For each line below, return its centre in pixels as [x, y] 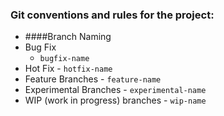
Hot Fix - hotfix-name [68, 69]
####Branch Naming [68, 37]
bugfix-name [64, 59]
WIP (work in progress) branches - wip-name [115, 100]
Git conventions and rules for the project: [112, 15]
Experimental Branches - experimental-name [115, 90]
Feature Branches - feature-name [93, 79]
